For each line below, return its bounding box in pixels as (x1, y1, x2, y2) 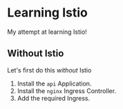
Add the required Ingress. (17, 94, 91, 102)
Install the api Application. (17, 79, 92, 88)
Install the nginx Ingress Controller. (17, 86, 116, 95)
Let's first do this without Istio (7, 66, 92, 74)
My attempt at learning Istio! (7, 28, 88, 36)
